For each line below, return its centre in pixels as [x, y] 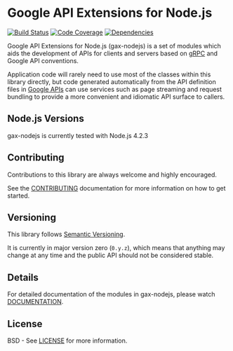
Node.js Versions [46, 119]
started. [19, 195]
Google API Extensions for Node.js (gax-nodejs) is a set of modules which [114, 46]
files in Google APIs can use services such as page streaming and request [115, 89]
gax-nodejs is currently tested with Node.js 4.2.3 [78, 135]
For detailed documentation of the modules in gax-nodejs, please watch [111, 294]
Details [23, 277]
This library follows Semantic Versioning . [66, 234]
